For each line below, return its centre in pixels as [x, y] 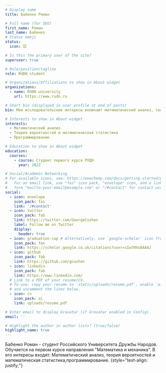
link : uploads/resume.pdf [41, 303]
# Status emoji [21, 37]
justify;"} [14, 366]
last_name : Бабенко [25, 33]
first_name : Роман [24, 28]
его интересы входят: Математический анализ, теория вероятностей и [80, 355]
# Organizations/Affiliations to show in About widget [63, 82]
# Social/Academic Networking [36, 174]
